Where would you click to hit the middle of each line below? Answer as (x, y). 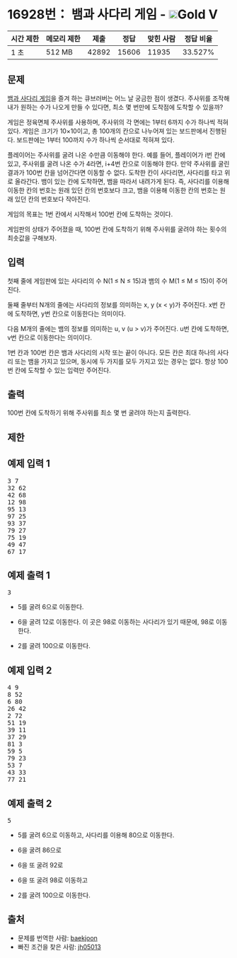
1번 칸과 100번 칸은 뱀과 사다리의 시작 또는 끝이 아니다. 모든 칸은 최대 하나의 (111, 352)
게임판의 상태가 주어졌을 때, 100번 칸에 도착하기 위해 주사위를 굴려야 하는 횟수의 (117, 229)
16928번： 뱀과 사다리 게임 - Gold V (112, 15)
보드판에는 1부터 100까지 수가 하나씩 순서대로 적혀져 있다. (96, 139)
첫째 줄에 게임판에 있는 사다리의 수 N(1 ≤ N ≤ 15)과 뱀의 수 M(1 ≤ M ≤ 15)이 (111, 281)
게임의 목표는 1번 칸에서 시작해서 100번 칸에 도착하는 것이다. (90, 214)
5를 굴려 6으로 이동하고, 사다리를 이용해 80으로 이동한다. (96, 835)
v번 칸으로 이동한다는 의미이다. (50, 337)
